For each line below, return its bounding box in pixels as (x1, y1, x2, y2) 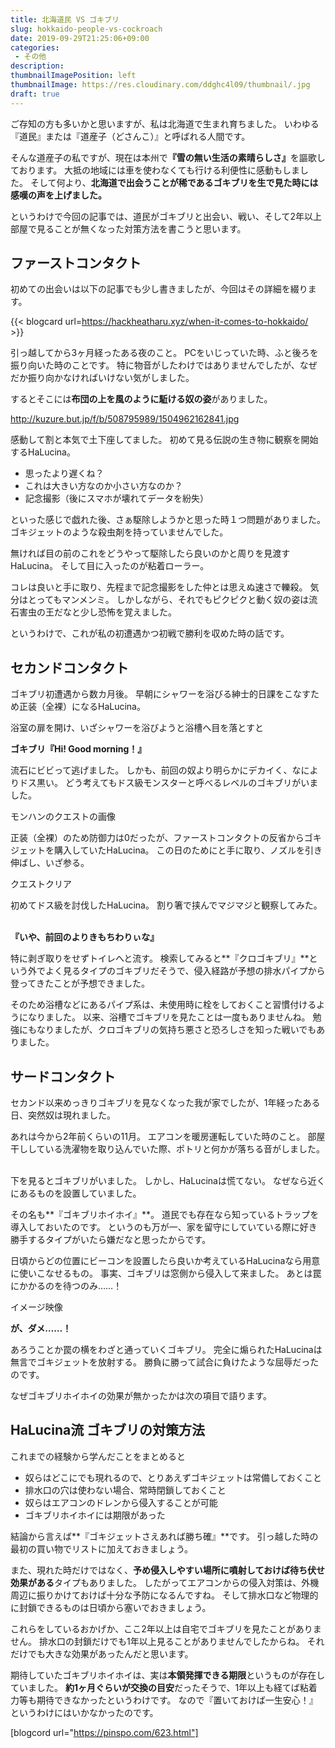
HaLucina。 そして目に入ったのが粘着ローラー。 (10, 560, 210, 572)
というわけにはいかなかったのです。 (10, 1706, 159, 1718)
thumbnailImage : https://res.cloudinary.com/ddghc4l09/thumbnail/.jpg (10, 80, 311, 90)
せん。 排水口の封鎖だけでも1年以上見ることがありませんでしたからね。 (10, 1635, 305, 1647)
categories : (10, 42, 60, 53)
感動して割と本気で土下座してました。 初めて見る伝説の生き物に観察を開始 (10, 434, 319, 446)
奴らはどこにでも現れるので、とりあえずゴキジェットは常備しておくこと (24, 1471, 322, 1483)
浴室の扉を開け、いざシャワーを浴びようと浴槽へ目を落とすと (10, 722, 264, 734)
